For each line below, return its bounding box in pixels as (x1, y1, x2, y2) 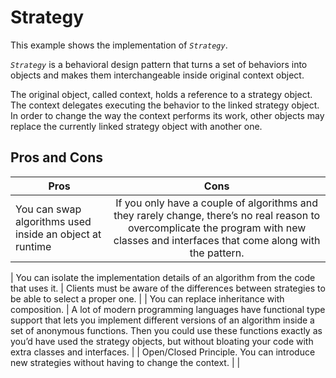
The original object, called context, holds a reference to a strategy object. (10, 88, 313, 100)
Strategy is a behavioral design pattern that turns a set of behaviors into (10, 58, 308, 70)
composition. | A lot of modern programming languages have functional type (10, 303, 326, 315)
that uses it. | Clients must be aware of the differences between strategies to (10, 282, 326, 294)
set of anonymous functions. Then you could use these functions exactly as (10, 324, 323, 336)
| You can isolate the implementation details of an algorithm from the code (10, 271, 316, 283)
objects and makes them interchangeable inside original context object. (10, 69, 305, 81)
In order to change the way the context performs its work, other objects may (10, 109, 325, 121)
